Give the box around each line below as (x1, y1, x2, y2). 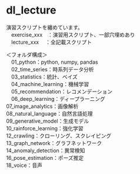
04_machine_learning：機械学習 (11, 80, 89, 87)
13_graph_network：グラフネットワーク (6, 139, 102, 146)
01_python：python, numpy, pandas (11, 58, 98, 65)
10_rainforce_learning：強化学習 (6, 124, 84, 132)
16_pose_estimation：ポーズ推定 (6, 154, 84, 161)
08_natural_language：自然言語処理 (6, 110, 93, 117)
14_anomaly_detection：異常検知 (6, 147, 85, 154)
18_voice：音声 (6, 162, 43, 169)
